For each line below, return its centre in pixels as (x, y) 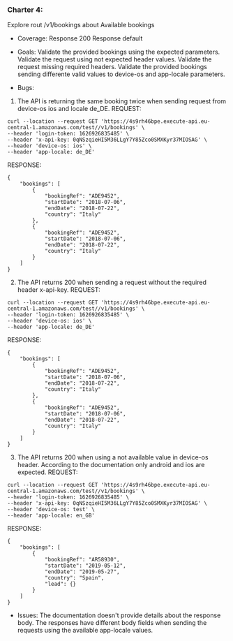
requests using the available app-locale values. (85, 631)
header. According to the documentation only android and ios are (111, 465)
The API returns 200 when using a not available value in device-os (113, 457)
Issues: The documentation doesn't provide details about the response (119, 615)
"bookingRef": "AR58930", (82, 560)
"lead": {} (60, 584)
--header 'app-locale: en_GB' (51, 516)
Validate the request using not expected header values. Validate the (114, 59)
